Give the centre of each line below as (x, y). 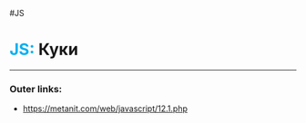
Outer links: (36, 89)
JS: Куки (44, 50)
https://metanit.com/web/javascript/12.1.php (105, 109)
